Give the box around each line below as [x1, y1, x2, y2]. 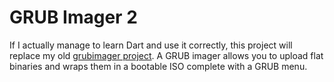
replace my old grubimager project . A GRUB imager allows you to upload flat [9, 49, 324, 61]
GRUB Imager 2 [9, 6, 138, 29]
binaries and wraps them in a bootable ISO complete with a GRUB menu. [9, 60, 308, 72]
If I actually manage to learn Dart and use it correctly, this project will [9, 39, 293, 51]
